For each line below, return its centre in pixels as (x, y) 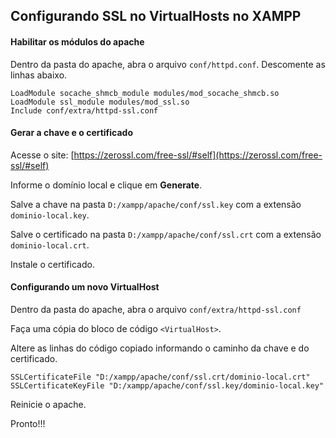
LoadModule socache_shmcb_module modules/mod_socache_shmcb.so (145, 93)
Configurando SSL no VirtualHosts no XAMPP (156, 16)
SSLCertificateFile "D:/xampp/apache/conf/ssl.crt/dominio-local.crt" (160, 377)
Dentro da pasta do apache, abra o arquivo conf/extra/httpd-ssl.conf (156, 309)
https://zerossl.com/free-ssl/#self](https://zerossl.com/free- (198, 155)
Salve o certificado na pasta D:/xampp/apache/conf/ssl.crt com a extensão (166, 234)
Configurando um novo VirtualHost (85, 287)
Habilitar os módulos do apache (77, 41)
